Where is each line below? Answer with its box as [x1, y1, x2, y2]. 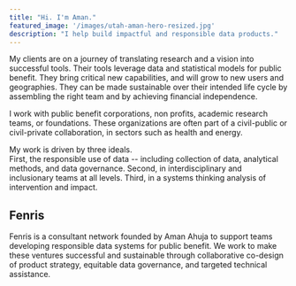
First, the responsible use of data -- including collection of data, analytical [9, 154, 278, 165]
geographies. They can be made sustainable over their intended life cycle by [9, 81, 288, 93]
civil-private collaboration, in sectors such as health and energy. [9, 128, 243, 138]
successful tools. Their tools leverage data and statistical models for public [9, 63, 283, 73]
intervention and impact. [9, 182, 98, 193]
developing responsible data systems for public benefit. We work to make [9, 241, 277, 251]
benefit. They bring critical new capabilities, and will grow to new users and [9, 73, 285, 83]
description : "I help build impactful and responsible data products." [9, 29, 278, 38]
